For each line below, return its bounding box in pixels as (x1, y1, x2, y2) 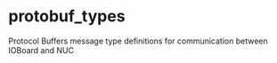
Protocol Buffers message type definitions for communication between (8, 35, 268, 46)
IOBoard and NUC (8, 44, 75, 55)
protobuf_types (8, 6, 126, 27)
